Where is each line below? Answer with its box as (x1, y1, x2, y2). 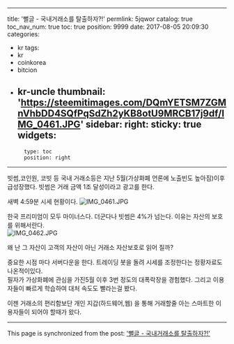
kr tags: (17, 43, 40, 52)
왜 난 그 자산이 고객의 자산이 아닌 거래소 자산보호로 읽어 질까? (7, 243, 174, 251)
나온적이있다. (7, 267, 43, 275)
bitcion (17, 66, 38, 74)
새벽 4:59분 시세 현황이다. (7, 197, 78, 206)
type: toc (24, 148, 52, 155)
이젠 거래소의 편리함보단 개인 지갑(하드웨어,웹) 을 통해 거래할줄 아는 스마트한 (7, 299, 214, 307)
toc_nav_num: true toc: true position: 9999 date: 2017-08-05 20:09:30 (7, 22, 209, 31)
